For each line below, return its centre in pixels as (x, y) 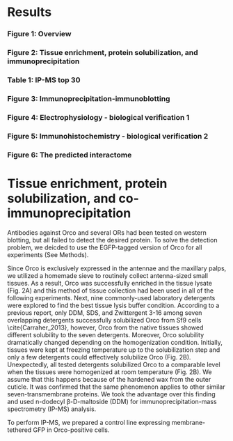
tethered (19, 430)
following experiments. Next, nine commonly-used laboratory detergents (111, 297)
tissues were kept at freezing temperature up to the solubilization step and (114, 350)
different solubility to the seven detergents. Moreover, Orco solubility (106, 334)
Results (30, 12)
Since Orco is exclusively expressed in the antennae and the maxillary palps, (117, 268)
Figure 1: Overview (39, 34)
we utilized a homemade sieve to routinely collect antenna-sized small (108, 275)
